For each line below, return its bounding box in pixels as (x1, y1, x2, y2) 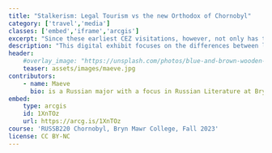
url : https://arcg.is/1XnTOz (23, 117, 121, 125)
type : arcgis (23, 102, 67, 110)
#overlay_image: (23, 57, 79, 66)
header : (8, 49, 35, 57)
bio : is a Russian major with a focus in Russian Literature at (29, 87, 252, 96)
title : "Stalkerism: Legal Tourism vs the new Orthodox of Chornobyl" (8, 11, 252, 20)
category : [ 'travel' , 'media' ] (8, 19, 111, 28)
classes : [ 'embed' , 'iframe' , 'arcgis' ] (8, 27, 139, 35)
